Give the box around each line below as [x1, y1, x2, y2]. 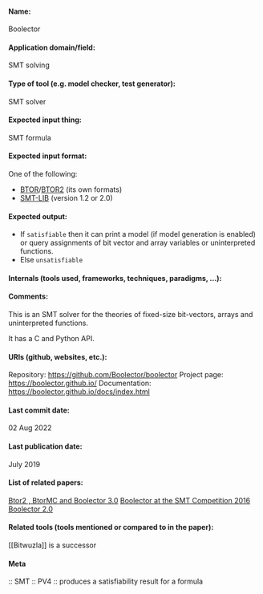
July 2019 [8, 459, 41, 469]
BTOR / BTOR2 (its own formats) [19, 185, 123, 194]
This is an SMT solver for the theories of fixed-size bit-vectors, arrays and [8, 310, 253, 319]
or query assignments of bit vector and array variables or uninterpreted [19, 238, 256, 248]
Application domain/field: [8, 43, 96, 52]
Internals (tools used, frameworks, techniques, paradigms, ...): [8, 273, 222, 283]
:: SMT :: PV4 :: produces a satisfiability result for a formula [8, 576, 203, 586]
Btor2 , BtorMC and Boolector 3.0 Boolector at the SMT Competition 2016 [8, 495, 251, 505]
